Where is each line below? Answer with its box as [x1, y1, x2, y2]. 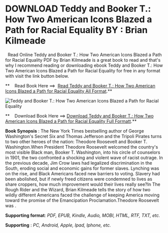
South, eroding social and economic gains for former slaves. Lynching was [5, 165, 159, 171]
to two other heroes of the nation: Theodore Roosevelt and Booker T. [5, 139, 147, 145]
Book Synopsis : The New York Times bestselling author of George [5, 128, 144, 134]
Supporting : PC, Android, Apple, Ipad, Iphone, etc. [5, 222, 111, 228]
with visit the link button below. [5, 73, 69, 79]
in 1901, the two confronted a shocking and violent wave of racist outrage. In [5, 154, 163, 161]
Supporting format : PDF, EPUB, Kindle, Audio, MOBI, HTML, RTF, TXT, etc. [5, 212, 160, 218]
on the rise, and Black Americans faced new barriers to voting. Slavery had [5, 170, 160, 176]
